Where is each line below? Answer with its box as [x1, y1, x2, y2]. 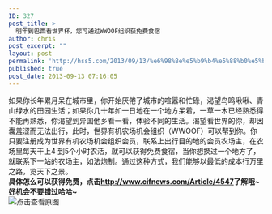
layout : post [8, 49, 53, 58]
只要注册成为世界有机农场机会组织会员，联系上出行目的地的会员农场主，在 [8, 135, 257, 146]
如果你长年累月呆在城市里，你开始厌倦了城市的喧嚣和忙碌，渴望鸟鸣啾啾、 [8, 95, 257, 105]
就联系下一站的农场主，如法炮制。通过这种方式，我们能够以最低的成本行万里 [8, 156, 264, 166]
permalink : [8, 58, 45, 66]
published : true [8, 65, 63, 73]
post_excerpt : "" [8, 42, 67, 50]
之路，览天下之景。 [8, 166, 73, 176]
